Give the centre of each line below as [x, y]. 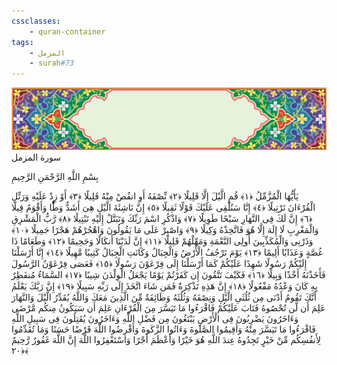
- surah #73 [52, 63]
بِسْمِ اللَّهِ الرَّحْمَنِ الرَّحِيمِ [55, 177]
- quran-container [67, 31]
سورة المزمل [36, 157]
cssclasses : [36, 21]
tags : [22, 42]
